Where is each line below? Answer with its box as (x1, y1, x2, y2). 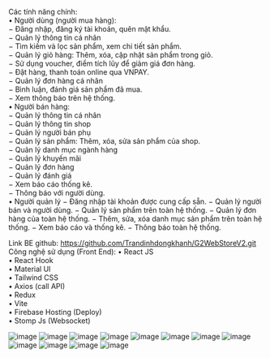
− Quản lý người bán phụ (8, 127, 92, 137)
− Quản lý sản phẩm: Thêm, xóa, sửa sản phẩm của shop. (8, 136, 201, 145)
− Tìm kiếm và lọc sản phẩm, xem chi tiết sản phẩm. (8, 41, 182, 51)
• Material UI (8, 264, 51, 274)
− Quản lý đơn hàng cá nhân (8, 76, 104, 85)
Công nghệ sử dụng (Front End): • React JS (8, 247, 154, 257)
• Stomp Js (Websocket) (8, 316, 91, 326)
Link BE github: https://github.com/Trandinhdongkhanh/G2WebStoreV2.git (8, 239, 257, 248)
